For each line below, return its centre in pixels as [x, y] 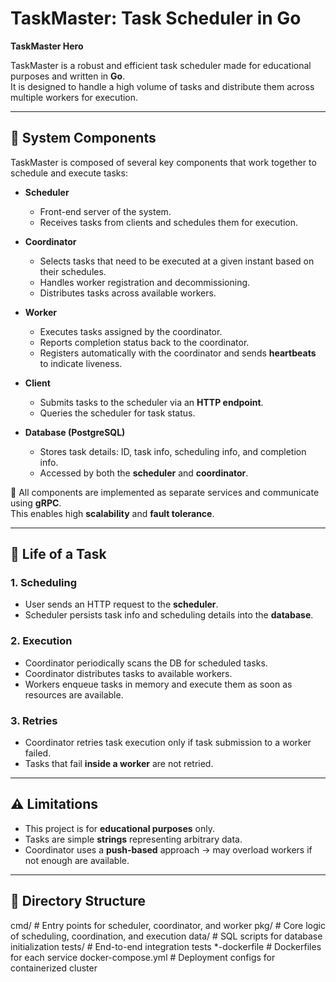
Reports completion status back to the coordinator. [144, 342]
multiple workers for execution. [74, 97]
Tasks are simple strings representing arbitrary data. [133, 839]
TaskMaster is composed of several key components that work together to [163, 162]
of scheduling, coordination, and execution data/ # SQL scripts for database [166, 936]
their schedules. [73, 271]
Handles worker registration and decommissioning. [145, 282]
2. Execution [41, 641]
